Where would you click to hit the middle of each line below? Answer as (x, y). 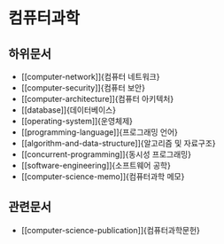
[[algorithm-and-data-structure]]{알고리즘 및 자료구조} (118, 143)
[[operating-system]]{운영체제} (77, 121)
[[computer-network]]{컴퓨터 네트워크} (90, 77)
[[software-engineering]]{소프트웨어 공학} (96, 165)
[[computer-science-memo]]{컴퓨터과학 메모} (103, 177)
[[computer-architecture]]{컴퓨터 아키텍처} (97, 99)
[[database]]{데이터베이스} (69, 110)
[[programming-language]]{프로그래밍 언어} (100, 132)
